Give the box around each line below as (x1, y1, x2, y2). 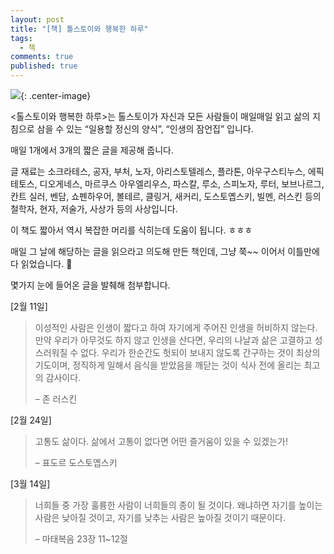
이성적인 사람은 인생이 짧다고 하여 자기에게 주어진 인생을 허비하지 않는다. (34, 322, 318, 333)
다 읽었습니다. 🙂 (10, 258, 73, 270)
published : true (10, 61, 78, 71)
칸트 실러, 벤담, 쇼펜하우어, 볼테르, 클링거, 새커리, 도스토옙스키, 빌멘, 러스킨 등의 (10, 191, 322, 202)
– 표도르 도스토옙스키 (34, 457, 118, 468)
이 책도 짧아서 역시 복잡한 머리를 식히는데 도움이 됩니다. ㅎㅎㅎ (10, 224, 253, 236)
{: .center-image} (20, 90, 92, 101)
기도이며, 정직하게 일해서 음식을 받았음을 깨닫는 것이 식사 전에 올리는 (34, 359, 302, 371)
